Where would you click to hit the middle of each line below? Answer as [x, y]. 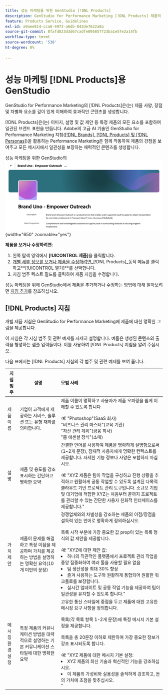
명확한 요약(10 [39, 563]
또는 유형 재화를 [40, 422]
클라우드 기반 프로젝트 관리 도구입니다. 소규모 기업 [109, 487]
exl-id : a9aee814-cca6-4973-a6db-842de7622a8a [54, 27]
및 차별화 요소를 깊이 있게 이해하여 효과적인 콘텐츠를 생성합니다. [67, 111]
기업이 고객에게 [34, 409]
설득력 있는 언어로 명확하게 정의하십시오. [100, 521]
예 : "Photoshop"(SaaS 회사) [89, 418]
